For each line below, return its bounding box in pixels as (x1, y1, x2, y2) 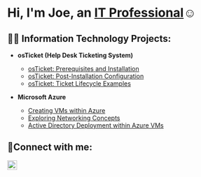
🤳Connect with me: (7, 141, 92, 153)
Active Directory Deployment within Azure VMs (27, 121, 164, 130)
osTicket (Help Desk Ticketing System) (17, 51, 134, 59)
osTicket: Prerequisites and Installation (27, 65, 140, 72)
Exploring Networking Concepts (27, 114, 120, 122)
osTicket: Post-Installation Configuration (27, 72, 144, 80)
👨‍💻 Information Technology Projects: (7, 33, 172, 45)
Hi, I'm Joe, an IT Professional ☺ (7, 5, 197, 21)
